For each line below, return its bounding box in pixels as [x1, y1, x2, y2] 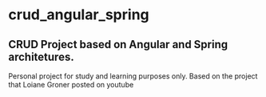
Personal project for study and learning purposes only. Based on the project [8, 71, 258, 81]
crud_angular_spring [8, 6, 149, 24]
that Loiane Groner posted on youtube [8, 80, 134, 89]
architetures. [8, 50, 74, 63]
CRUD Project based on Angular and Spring [8, 38, 228, 51]
